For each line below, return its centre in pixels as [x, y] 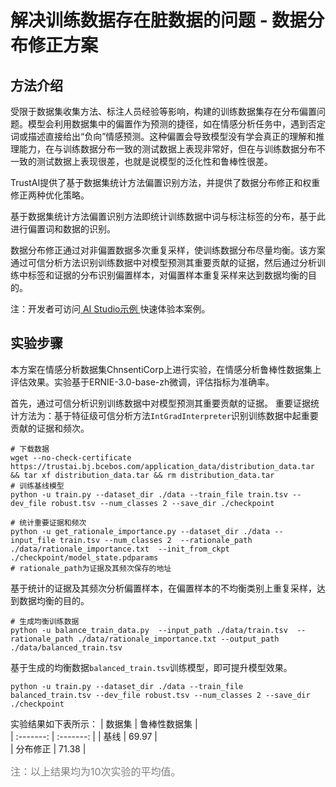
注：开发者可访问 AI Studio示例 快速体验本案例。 [110, 309]
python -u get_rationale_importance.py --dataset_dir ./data [140, 531]
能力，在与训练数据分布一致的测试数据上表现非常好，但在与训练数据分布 [167, 149]
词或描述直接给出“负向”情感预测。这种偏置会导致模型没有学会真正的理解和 [163, 136]
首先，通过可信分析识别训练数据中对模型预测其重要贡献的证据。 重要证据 [160, 403]
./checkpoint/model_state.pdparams [84, 557]
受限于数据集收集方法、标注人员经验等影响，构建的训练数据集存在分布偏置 [163, 111]
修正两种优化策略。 [50, 195]
